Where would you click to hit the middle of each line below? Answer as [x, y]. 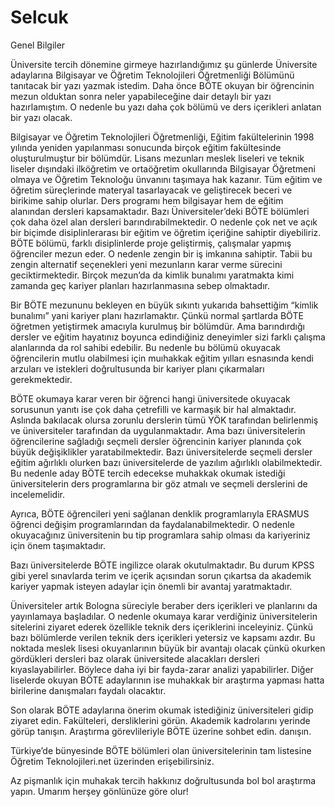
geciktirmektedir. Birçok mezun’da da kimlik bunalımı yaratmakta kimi [152, 275]
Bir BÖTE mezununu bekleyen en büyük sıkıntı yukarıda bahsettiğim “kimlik [164, 305]
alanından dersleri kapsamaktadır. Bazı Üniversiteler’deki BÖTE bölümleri [160, 211]
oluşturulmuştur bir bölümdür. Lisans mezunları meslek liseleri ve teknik [157, 158]
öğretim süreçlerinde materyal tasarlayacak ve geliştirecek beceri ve [151, 190]
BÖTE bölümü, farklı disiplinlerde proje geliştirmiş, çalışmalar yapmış [151, 243]
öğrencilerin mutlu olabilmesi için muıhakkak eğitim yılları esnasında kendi [162, 358]
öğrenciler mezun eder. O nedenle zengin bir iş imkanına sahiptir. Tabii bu [161, 253]
